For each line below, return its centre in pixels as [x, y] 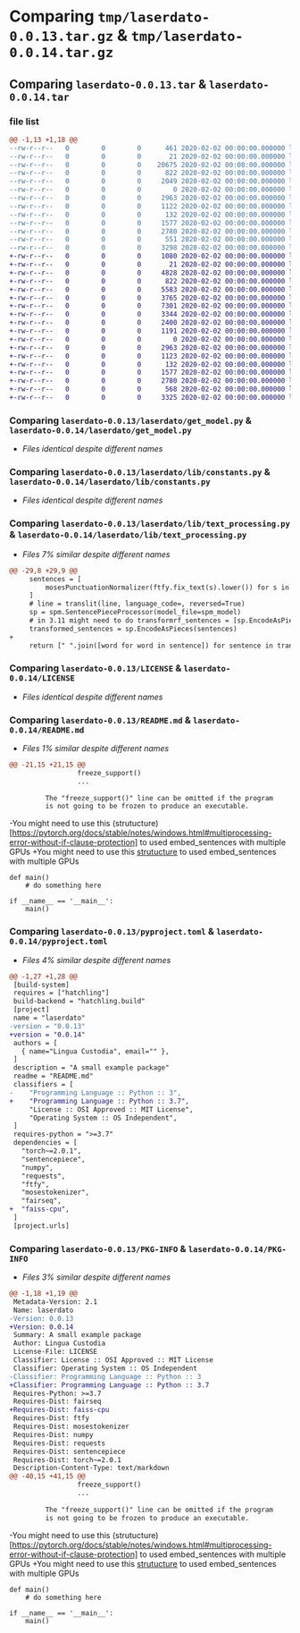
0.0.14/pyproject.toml [58, 942]
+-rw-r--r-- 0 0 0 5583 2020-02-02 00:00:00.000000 [147, 289]
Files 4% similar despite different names [96, 960]
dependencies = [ [45, 1143]
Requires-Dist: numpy [53, 1434]
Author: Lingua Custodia [59, 1343]
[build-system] [41, 985]
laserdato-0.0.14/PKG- [237, 1249]
